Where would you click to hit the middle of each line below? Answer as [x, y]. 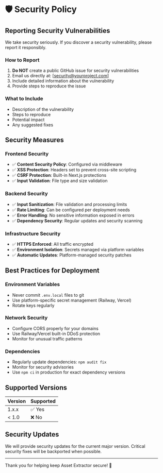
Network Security [26, 318]
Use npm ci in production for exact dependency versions [69, 372]
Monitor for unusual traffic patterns [47, 338]
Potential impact [28, 119]
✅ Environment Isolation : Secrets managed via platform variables [78, 249]
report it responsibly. [26, 47]
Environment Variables [33, 285]
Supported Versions [36, 387]
